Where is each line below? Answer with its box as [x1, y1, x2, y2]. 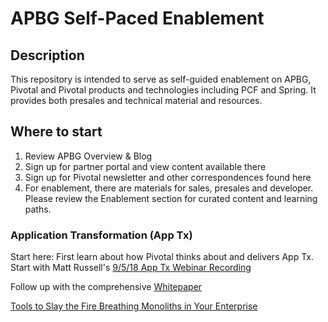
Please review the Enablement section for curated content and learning [24, 192, 318, 204]
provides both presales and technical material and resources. [10, 95, 263, 106]
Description [10, 47, 85, 64]
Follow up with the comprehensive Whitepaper [10, 281, 203, 293]
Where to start [10, 123, 103, 141]
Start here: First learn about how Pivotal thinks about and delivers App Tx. [10, 251, 315, 263]
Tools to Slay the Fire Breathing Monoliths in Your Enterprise [10, 300, 258, 312]
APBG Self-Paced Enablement [10, 7, 265, 30]
